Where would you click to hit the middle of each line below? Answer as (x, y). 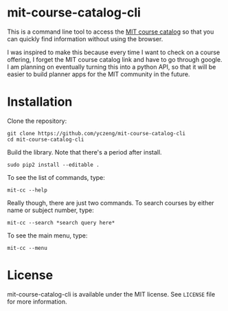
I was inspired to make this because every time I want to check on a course (114, 52)
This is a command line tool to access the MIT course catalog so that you (111, 32)
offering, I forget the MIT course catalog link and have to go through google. (115, 59)
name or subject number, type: (50, 210)
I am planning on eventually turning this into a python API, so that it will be (112, 67)
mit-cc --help (27, 190)
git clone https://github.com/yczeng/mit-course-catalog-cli (96, 133)
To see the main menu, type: (47, 235)
